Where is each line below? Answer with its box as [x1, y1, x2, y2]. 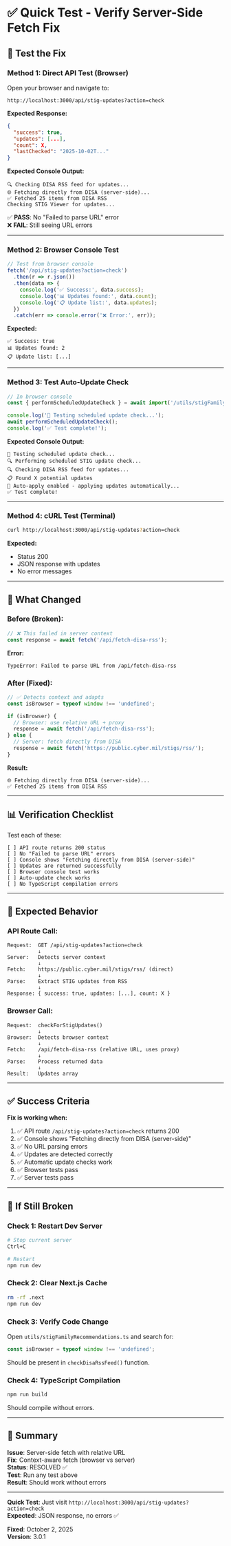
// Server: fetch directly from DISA [13, 738, 122, 746]
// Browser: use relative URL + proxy [13, 719, 125, 726]
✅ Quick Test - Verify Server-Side [7, 5, 203, 21]
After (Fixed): [7, 678, 53, 688]
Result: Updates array [7, 1070, 78, 1077]
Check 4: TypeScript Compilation [7, 1375, 121, 1385]
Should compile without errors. [7, 1403, 95, 1411]
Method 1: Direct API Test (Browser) [7, 68, 129, 77]
